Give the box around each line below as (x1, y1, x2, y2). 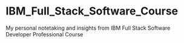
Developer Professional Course (5, 30, 84, 38)
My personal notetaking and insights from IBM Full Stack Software (5, 24, 171, 31)
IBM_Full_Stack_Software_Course (5, 4, 179, 18)
